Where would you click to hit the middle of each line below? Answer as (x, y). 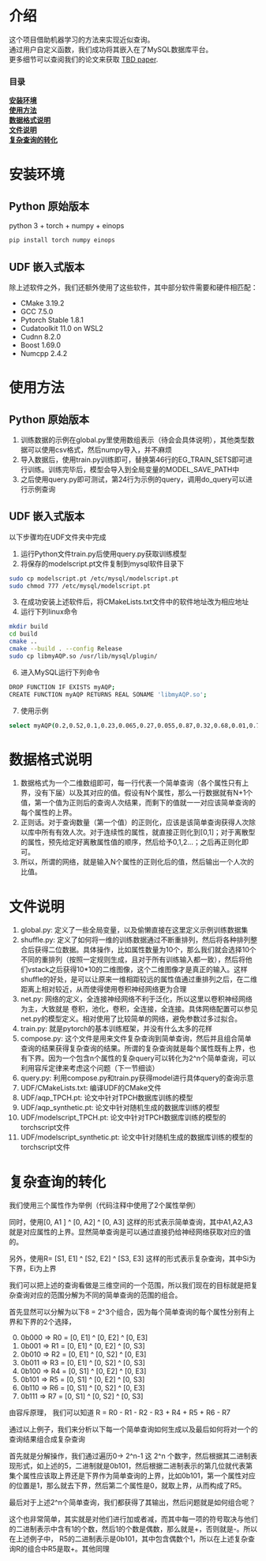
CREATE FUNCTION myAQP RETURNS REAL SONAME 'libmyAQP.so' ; (108, 694)
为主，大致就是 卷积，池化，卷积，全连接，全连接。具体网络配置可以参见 (139, 1009)
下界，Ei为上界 (33, 1269)
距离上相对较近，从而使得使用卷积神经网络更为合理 (103, 989)
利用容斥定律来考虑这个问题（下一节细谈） (90, 1068)
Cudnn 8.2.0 (41, 336)
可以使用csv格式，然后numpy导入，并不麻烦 (100, 449)
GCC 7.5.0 (37, 311)
